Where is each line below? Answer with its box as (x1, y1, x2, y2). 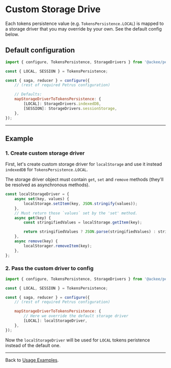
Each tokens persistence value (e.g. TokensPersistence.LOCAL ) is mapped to (5, 20, 164, 26)
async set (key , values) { (14, 196, 70, 202)
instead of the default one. (5, 342, 61, 348)
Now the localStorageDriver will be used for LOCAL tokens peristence (5, 337, 150, 343)
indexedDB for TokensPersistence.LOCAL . (5, 166, 88, 173)
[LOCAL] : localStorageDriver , (23, 318, 88, 324)
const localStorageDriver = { (5, 192, 70, 197)
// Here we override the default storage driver (23, 314, 129, 319)
